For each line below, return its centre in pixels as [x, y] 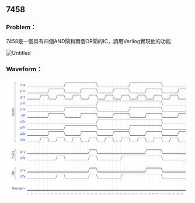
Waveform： [24, 69]
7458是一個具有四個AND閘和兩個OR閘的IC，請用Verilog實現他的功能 [88, 41]
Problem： [21, 27]
